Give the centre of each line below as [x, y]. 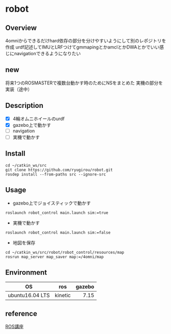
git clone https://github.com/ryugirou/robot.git [59, 170]
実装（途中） [19, 89]
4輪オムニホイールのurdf [39, 119]
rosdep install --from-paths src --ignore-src [56, 174]
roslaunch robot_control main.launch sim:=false [58, 232]
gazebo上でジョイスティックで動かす [52, 203]
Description [24, 106]
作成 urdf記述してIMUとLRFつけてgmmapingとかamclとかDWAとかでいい [82, 47]
